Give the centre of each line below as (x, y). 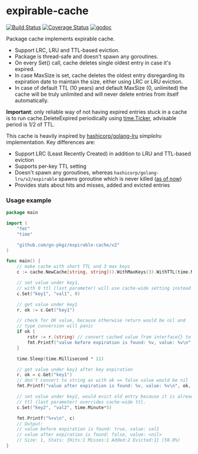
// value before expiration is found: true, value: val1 (88, 429)
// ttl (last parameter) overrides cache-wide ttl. (81, 402)
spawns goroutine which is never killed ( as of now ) (120, 179)
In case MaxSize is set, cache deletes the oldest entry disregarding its (100, 75)
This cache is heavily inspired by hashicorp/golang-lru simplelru (84, 136)
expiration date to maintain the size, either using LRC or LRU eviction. (99, 82)
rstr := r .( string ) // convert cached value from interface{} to (109, 337)
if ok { (26, 332)
